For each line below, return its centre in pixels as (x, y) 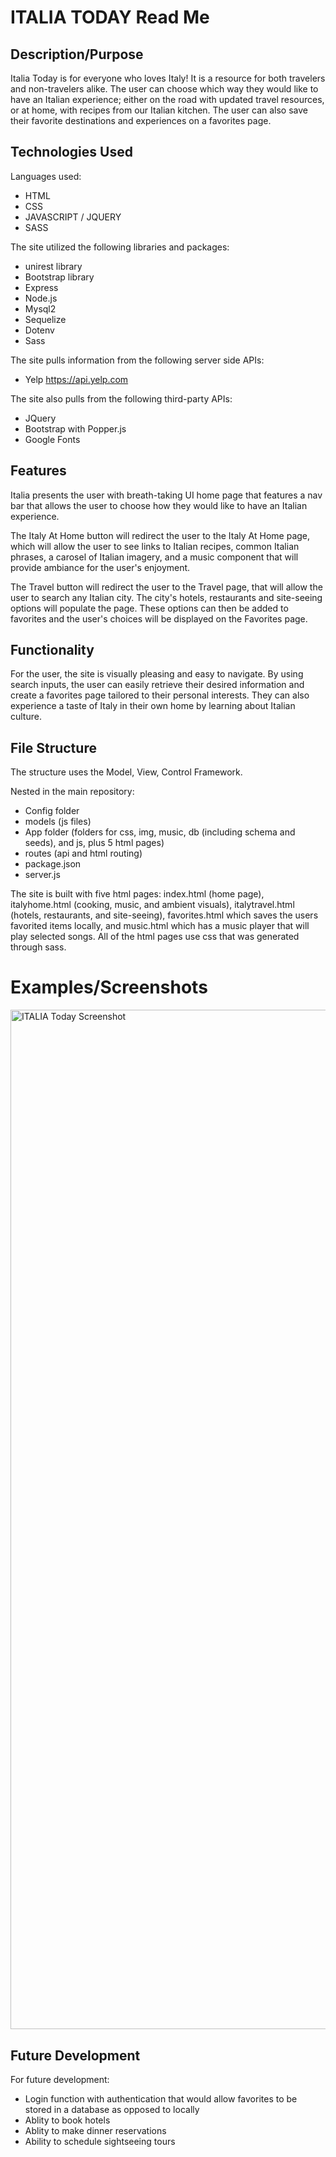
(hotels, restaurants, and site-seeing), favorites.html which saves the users (164, 915)
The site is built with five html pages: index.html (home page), (137, 894)
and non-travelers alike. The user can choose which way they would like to (164, 89)
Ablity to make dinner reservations (95, 2130)
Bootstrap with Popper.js (75, 428)
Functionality (52, 650)
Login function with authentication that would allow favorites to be (161, 2099)
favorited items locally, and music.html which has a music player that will (160, 926)
